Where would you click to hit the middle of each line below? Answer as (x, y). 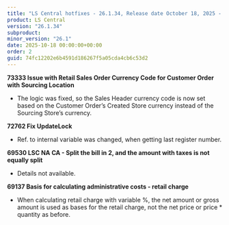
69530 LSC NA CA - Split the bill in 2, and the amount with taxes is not (108, 152)
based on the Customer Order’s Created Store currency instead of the (115, 105)
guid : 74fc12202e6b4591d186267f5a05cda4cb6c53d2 (78, 58)
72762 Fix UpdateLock (40, 126)
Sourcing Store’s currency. (54, 113)
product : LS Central (37, 20)
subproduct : (24, 33)
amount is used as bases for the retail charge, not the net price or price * (120, 207)
